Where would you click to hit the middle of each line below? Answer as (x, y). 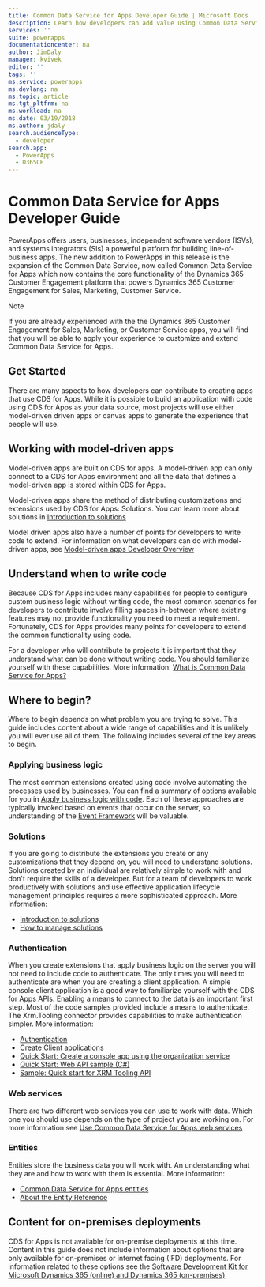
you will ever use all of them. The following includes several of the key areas (132, 736)
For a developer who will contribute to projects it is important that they (122, 650)
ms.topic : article (38, 96)
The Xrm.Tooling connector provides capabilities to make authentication (125, 1016)
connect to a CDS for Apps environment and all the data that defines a (122, 476)
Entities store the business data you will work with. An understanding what (129, 1165)
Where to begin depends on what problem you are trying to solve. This (123, 719)
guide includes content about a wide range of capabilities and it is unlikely (129, 727)
